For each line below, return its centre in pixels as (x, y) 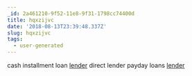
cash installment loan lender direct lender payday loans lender (96, 65)
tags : (15, 39)
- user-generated (38, 46)
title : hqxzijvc (30, 20)
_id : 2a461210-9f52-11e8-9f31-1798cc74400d (71, 13)
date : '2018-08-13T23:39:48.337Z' (57, 26)
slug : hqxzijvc (29, 33)
